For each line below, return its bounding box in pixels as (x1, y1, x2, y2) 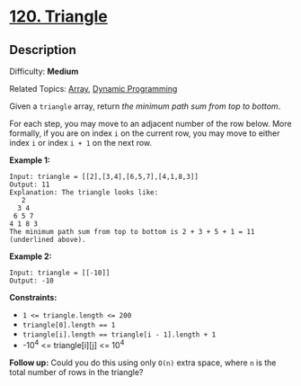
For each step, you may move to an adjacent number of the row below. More (9, 119, 292, 129)
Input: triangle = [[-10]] (9, 268, 111, 277)
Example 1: (9, 155, 51, 166)
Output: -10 (9, 276, 54, 285)
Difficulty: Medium (9, 66, 79, 76)
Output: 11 (9, 180, 50, 189)
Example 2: (9, 251, 52, 262)
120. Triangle (9, 6, 108, 27)
